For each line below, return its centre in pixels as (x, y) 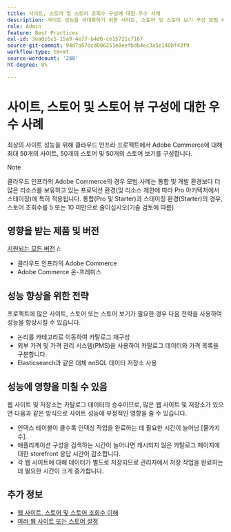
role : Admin (24, 26)
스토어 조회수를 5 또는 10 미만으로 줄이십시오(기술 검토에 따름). (91, 207)
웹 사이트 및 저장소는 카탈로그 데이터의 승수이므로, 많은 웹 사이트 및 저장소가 (109, 405)
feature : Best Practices (43, 33)
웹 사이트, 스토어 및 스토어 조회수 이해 (68, 512)
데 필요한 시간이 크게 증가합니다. (60, 471)
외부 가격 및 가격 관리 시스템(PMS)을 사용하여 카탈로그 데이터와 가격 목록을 (118, 346)
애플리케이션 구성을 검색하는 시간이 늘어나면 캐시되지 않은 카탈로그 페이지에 (119, 445)
